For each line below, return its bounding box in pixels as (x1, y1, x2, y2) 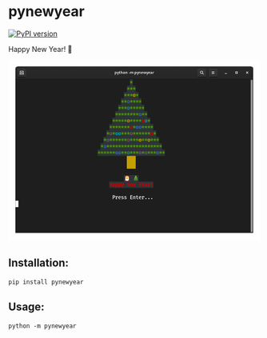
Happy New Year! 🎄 (8, 44, 73, 54)
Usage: (8, 300, 46, 313)
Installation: (8, 256, 70, 269)
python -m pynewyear (8, 322, 78, 330)
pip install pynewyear (8, 278, 84, 286)
